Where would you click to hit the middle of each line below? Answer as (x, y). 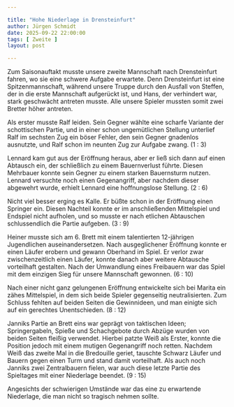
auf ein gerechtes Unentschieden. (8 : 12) (67, 310)
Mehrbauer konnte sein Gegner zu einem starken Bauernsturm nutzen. (109, 173)
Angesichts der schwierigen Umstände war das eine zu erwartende (104, 389)
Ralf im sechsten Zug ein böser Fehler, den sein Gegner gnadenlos (103, 138)
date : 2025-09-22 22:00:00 (46, 33)
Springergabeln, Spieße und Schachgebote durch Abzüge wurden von (108, 331)
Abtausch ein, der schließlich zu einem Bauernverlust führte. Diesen (105, 165)
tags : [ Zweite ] (32, 39)
